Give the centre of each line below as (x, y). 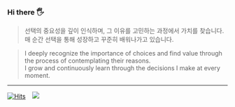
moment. (37, 76)
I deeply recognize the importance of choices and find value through (123, 53)
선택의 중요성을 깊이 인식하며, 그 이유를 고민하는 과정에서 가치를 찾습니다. (124, 31)
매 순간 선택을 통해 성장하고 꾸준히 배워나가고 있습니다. (99, 40)
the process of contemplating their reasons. (87, 61)
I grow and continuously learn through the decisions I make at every (122, 68)
